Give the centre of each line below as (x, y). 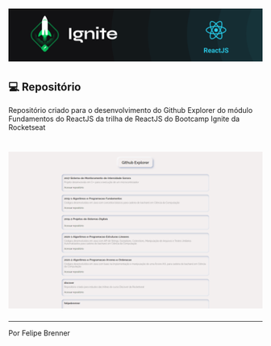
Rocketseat (27, 127)
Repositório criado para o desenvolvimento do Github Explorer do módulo (131, 110)
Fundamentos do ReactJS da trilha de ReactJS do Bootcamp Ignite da (124, 119)
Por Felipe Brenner (40, 333)
